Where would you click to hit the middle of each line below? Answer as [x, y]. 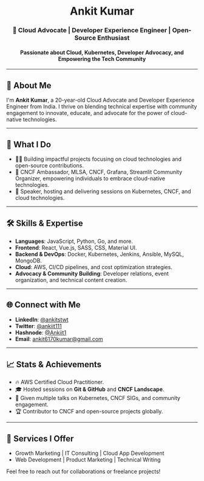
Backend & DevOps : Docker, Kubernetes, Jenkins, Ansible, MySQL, [99, 254]
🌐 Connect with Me [43, 305]
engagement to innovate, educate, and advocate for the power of [88, 113]
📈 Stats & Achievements [54, 364]
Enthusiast [113, 38]
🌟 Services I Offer [40, 439]
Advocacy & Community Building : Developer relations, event [92, 273]
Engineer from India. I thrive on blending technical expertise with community [102, 107]
